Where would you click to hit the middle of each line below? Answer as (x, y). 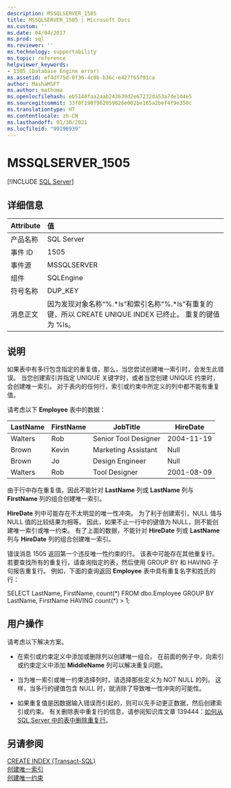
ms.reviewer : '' (30, 45)
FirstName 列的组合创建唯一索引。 (56, 498)
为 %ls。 (61, 325)
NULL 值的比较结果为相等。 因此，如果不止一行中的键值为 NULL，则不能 (110, 522)
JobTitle (127, 427)
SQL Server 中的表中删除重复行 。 (64, 720)
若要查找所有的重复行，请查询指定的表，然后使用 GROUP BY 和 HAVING (109, 562)
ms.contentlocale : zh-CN (43, 116)
